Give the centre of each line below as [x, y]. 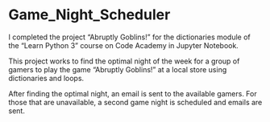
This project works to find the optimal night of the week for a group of [124, 61]
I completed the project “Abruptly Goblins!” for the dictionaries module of [130, 37]
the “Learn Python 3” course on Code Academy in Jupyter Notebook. [124, 45]
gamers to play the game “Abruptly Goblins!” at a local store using [118, 69]
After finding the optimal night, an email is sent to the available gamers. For [133, 93]
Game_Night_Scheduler [89, 15]
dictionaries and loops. [46, 78]
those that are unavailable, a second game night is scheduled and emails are [135, 102]
